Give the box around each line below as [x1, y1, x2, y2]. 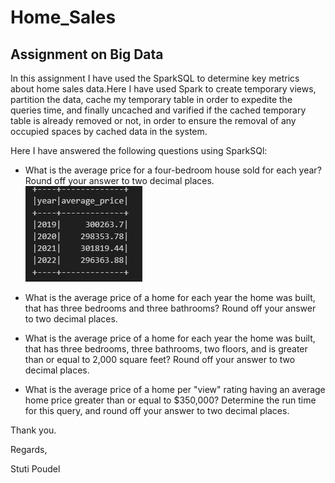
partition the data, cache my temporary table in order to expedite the [10, 94, 293, 105]
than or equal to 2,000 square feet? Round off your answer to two [24, 354, 296, 365]
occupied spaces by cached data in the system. [10, 126, 208, 137]
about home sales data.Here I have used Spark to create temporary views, [10, 83, 317, 95]
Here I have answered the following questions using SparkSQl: [10, 145, 268, 156]
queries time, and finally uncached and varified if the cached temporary [10, 104, 307, 116]
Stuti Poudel [10, 463, 61, 475]
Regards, [10, 444, 48, 455]
